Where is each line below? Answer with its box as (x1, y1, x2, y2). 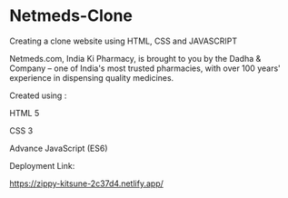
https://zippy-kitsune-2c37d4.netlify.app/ (9, 178, 164, 189)
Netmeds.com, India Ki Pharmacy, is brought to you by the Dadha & (9, 53, 262, 64)
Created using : (9, 90, 67, 101)
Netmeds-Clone (9, 5, 134, 26)
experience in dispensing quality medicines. (9, 72, 174, 83)
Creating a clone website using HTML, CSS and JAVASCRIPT (9, 35, 238, 46)
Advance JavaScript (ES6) (9, 143, 108, 153)
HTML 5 (9, 107, 40, 118)
